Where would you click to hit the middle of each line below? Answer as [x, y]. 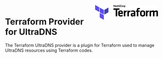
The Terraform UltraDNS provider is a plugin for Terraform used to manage [80, 45]
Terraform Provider [44, 22]
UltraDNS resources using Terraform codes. [49, 50]
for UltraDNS [31, 32]
